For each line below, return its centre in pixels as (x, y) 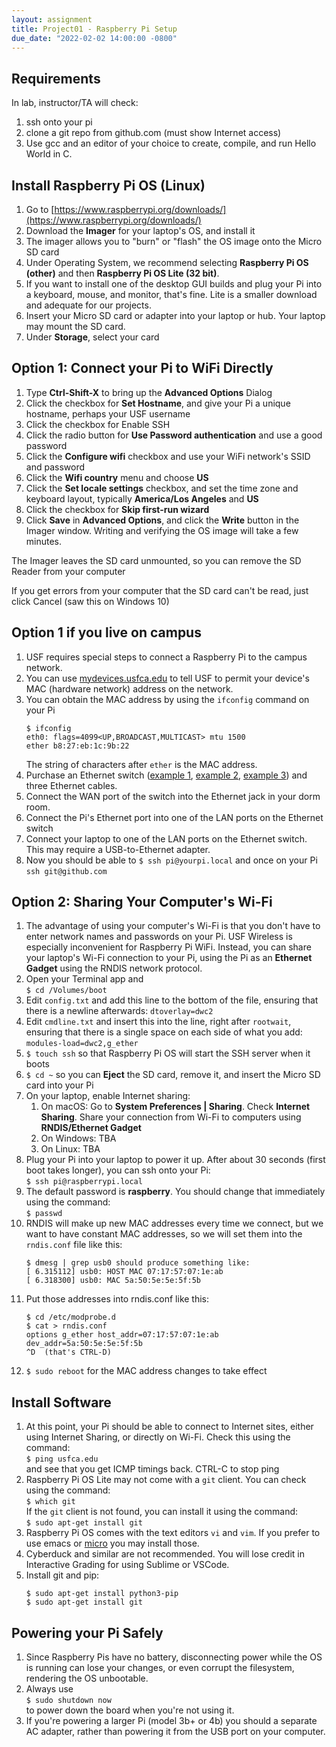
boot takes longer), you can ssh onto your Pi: (118, 1170)
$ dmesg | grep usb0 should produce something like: (138, 1263)
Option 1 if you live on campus (106, 632)
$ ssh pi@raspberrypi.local (84, 1182)
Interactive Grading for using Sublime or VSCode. (127, 1565)
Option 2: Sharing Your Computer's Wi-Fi (142, 902)
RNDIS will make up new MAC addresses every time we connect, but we (174, 1223)
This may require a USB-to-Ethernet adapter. (118, 849)
